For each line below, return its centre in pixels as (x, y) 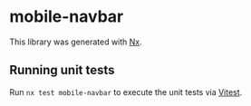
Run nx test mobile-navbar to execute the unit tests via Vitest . (126, 92)
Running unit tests (62, 70)
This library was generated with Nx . (76, 42)
